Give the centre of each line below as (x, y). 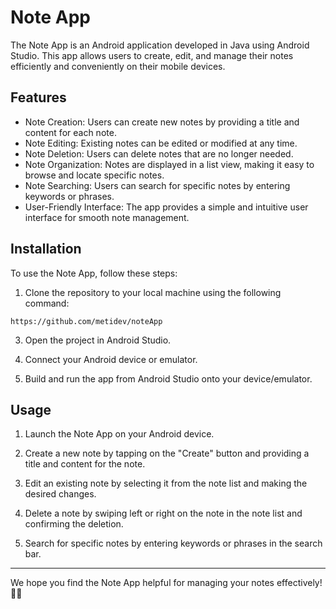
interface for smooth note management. (107, 217)
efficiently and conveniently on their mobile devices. (118, 66)
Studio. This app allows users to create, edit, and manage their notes (152, 55)
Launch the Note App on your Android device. (119, 434)
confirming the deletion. (74, 524)
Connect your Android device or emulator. (111, 359)
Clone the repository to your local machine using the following (153, 292)
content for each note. (70, 132)
